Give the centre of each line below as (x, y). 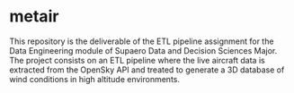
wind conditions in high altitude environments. (95, 79)
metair (34, 17)
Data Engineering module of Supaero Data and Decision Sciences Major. (143, 50)
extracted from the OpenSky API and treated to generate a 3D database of (147, 70)
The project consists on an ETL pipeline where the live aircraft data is (137, 60)
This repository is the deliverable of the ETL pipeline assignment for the (142, 41)
